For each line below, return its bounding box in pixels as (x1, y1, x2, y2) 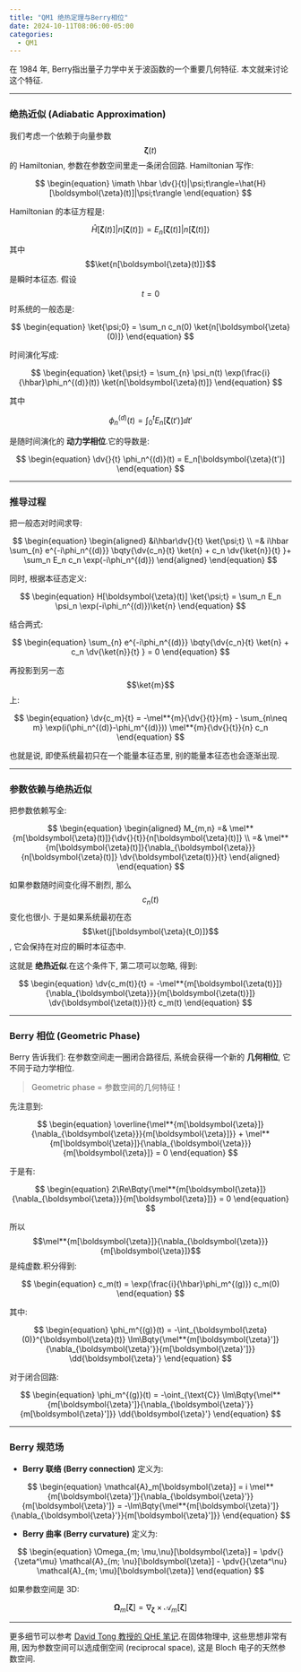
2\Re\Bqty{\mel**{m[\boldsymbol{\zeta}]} (111, 1184, 267, 1195)
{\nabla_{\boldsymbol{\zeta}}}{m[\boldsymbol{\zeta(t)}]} (45, 988, 256, 999)
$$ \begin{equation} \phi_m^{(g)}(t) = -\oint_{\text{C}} (20, 1390, 220, 1400)
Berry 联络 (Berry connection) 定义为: (21, 1463, 164, 1474)
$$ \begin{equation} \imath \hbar (34, 178, 158, 188)
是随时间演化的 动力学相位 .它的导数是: (9, 436, 150, 446)
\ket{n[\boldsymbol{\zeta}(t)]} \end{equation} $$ (101, 377, 283, 388)
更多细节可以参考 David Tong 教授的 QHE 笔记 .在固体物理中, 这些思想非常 (9, 1631, 280, 1642)
